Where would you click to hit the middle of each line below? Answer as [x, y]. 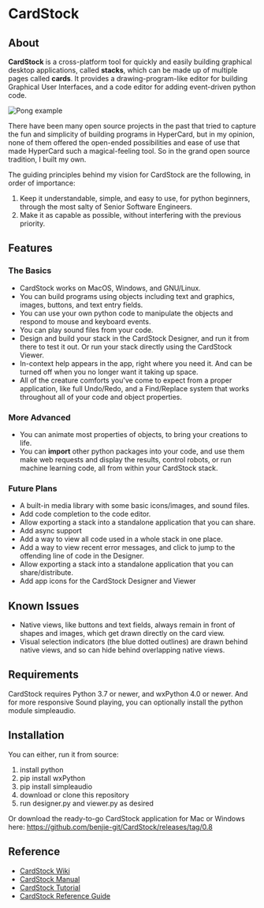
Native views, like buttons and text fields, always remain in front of [127, 625]
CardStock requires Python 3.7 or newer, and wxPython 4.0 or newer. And [128, 693]
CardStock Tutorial [50, 887]
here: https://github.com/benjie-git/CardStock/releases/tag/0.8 [110, 827]
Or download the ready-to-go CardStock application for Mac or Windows [127, 818]
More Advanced [39, 417]
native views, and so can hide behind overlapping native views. [122, 650]
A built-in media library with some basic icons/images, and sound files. [134, 506]
